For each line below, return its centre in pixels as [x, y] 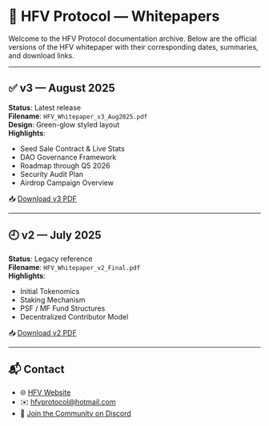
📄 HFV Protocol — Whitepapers [114, 16]
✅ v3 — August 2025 [62, 88]
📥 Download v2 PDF [43, 332]
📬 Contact [36, 369]
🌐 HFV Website [45, 392]
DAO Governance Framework [68, 157]
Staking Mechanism [52, 299]
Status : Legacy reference [50, 259]
